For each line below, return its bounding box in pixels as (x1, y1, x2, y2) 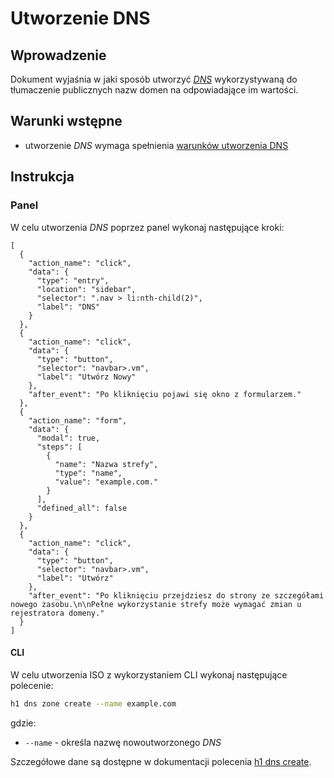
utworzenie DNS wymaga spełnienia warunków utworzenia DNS (24, 139, 289, 151)
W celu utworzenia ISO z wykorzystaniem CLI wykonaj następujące (10, 668, 288, 681)
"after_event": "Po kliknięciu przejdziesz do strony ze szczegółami (28, 590, 325, 601)
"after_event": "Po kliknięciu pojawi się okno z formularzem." (28, 389, 302, 399)
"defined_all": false (36, 503, 128, 513)
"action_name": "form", (28, 415, 128, 426)
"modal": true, (36, 433, 101, 443)
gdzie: (10, 717, 37, 729)
